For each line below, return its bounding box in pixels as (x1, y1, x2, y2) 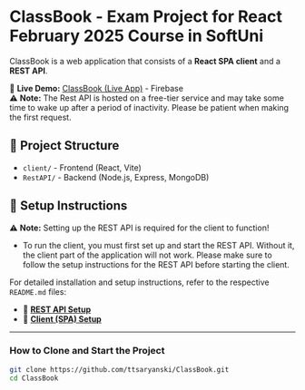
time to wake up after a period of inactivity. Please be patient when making (9, 102, 289, 112)
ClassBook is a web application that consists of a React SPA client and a (9, 55, 281, 66)
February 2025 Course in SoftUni (9, 25, 264, 46)
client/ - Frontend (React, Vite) (22, 161, 143, 173)
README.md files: (9, 286, 66, 297)
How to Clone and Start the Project (9, 345, 165, 357)
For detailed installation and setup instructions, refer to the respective (9, 277, 270, 288)
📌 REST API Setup (22, 304, 92, 315)
